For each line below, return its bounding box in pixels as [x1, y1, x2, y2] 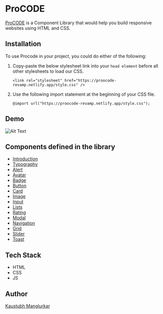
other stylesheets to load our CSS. [12, 68, 84, 74]
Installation [5, 40, 41, 48]
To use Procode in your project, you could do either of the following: [5, 53, 147, 59]
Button [12, 182, 27, 189]
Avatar [12, 172, 26, 178]
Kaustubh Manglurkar [5, 303, 50, 309]
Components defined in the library [5, 142, 116, 151]
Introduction [12, 156, 38, 162]
